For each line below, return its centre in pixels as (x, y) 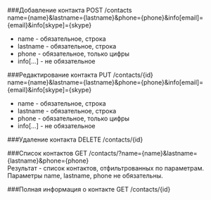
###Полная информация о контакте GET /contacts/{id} (89, 189)
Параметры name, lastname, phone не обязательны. (85, 176)
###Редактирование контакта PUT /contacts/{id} (80, 75)
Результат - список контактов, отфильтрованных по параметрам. (105, 168)
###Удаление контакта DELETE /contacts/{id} (75, 139)
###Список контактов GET (47, 153)
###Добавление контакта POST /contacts (70, 10)
